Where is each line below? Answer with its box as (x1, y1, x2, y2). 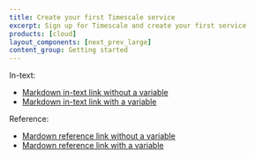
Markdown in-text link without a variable (21, 87, 169, 98)
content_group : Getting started (9, 46, 128, 55)
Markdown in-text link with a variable (21, 96, 157, 107)
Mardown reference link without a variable (21, 131, 176, 141)
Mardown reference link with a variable (21, 140, 164, 151)
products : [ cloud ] (9, 29, 77, 38)
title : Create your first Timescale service (9, 12, 176, 22)
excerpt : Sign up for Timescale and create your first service (9, 21, 247, 30)
